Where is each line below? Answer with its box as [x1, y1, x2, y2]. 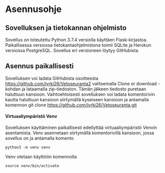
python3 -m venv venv [5, 145, 51, 150]
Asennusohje [5, 4, 62, 15]
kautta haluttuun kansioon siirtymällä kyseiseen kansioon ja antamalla [5, 96, 149, 102]
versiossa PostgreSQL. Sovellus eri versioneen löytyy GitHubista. [5, 48, 139, 53]
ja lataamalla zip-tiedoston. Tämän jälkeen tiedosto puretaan [22, 86, 146, 92]
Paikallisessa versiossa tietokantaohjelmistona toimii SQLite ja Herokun [5, 42, 151, 48]
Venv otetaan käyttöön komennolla [5, 154, 77, 160]
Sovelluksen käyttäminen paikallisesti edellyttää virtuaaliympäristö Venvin [5, 124, 157, 131]
